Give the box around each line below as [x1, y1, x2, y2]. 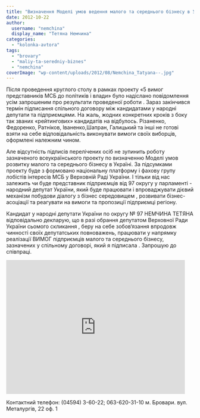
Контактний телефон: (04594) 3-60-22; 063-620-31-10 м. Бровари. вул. [6, 399, 187, 406]
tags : [6, 48, 20, 54]
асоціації [6, 199, 29, 206]
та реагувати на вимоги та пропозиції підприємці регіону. [29, 199, 177, 206]
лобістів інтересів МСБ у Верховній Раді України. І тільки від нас [6, 173, 170, 180]
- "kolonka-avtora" [11, 42, 60, 48]
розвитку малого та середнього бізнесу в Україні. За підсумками [6, 161, 173, 168]
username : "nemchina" [11, 25, 65, 32]
